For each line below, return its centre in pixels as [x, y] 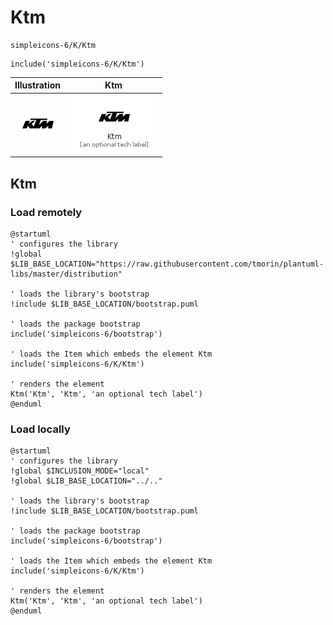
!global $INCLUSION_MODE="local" [80, 471]
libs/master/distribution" [66, 274]
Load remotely [46, 212]
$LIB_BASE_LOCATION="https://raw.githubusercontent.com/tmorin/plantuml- [167, 264]
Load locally [40, 429]
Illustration [38, 85]
